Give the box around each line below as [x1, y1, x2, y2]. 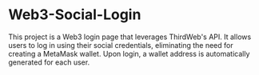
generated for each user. [8, 57, 90, 67]
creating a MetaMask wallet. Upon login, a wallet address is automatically [8, 49, 250, 58]
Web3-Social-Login [8, 6, 141, 24]
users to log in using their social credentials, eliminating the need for [8, 40, 233, 49]
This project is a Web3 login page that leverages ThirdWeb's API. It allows [8, 32, 252, 41]
